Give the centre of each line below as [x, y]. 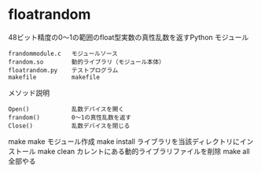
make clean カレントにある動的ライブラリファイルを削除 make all [143, 151]
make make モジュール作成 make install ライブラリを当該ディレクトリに [124, 141]
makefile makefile [54, 77]
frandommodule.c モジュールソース [63, 53]
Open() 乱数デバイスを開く [66, 109]
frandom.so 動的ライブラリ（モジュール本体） [86, 62]
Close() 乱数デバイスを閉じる [69, 126]
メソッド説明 [29, 93]
